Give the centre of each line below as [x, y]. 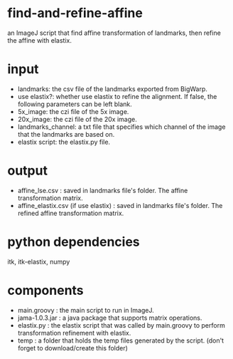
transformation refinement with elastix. [74, 333]
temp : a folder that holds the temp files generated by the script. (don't [121, 340]
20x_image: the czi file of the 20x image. [77, 119]
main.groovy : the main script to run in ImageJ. [86, 310]
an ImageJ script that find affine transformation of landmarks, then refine [114, 33]
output [28, 171]
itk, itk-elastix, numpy [39, 261]
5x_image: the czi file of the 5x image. [73, 111]
